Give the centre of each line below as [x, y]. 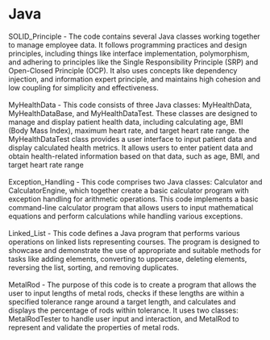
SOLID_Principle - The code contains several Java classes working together [134, 36]
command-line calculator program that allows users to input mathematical [131, 207]
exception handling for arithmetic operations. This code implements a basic [134, 199]
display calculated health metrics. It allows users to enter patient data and [131, 147]
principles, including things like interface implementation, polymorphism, [129, 53]
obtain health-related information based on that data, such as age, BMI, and [134, 156]
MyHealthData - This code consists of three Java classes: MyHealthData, [130, 105]
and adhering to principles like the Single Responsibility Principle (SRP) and [133, 62]
